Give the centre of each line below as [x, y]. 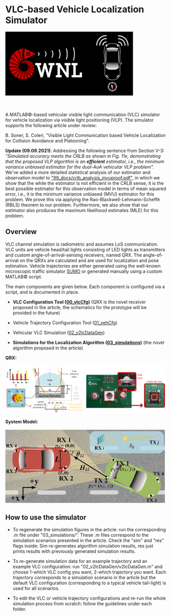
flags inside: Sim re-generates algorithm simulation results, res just [83, 546]
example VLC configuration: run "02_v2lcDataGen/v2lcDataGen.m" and [88, 567]
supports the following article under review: [51, 125]
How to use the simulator [46, 517]
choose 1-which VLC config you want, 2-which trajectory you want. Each [89, 572]
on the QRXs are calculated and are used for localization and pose [89, 260]
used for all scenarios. [36, 588]
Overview [21, 232]
